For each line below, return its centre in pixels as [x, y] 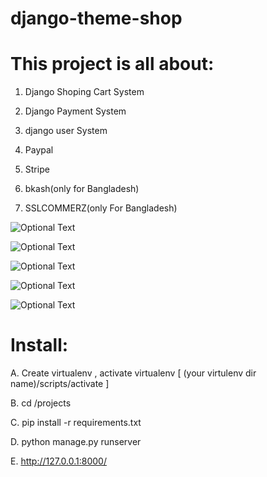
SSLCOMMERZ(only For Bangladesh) [101, 208]
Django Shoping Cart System [84, 92]
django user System [66, 131]
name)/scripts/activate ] [60, 384]
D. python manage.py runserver [76, 442]
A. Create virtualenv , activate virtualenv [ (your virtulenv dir [133, 373]
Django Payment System [75, 111]
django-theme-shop [96, 18]
